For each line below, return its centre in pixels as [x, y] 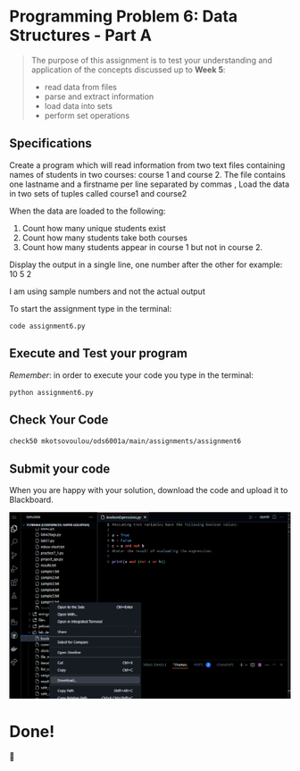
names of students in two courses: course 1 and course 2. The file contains [147, 174]
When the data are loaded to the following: [87, 211]
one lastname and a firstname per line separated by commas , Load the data [150, 184]
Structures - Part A [80, 35]
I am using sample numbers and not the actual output [107, 291]
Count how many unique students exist [94, 228]
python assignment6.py [51, 392]
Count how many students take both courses [104, 238]
